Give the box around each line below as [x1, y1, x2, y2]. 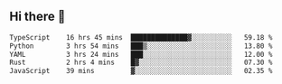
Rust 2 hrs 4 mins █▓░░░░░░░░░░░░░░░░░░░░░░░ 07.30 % [9, 58, 273, 68]
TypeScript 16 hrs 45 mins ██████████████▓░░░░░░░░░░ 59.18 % [9, 33, 273, 42]
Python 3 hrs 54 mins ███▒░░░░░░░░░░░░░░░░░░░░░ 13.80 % [9, 42, 273, 51]
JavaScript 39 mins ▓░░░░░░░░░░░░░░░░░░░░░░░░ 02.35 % [9, 67, 273, 76]
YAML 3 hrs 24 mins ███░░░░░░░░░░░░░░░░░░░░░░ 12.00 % [9, 50, 273, 59]
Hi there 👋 [9, 9, 66, 24]
